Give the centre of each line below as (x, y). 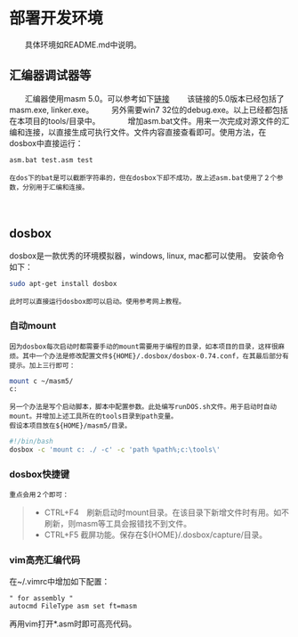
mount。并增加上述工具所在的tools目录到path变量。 (93, 416)
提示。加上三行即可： (42, 365)
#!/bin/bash (31, 442)
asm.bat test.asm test (51, 160)
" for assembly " (41, 598)
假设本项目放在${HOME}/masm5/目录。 (70, 426)
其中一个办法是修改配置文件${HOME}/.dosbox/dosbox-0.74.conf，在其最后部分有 (155, 356)
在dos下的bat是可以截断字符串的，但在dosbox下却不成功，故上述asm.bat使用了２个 (143, 178)
